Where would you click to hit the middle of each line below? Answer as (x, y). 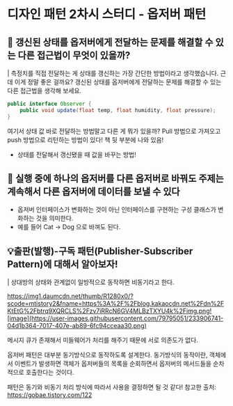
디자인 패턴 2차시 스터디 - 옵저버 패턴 (107, 14)
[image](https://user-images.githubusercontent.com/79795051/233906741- (115, 318)
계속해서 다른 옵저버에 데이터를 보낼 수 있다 (94, 192)
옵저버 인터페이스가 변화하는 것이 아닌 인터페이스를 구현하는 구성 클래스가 (117, 210)
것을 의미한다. (55, 218)
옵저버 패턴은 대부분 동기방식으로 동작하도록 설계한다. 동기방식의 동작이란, (107, 355)
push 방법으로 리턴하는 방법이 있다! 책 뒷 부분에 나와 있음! (86, 139)
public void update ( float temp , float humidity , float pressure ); (118, 110)
